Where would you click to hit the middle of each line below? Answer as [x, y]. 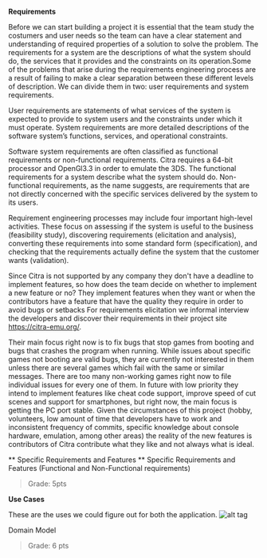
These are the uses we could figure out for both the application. [113, 514]
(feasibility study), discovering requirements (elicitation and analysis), [122, 235]
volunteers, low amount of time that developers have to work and [115, 418]
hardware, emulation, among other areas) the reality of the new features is [130, 436]
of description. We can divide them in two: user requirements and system [129, 86]
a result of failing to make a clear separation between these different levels [131, 78]
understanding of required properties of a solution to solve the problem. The [133, 44]
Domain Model [32, 530]
